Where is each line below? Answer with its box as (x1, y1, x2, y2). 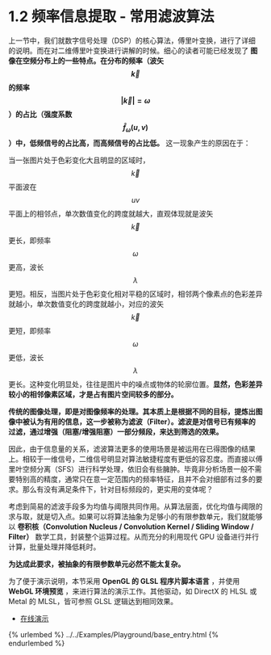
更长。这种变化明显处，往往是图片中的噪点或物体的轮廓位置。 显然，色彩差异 (8, 379, 263, 388)
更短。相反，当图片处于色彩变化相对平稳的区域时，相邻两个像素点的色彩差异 (8, 288, 263, 299)
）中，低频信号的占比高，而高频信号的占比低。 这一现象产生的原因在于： (8, 138, 251, 148)
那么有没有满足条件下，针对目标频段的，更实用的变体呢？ (22, 484, 214, 493)
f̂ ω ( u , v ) (122, 122, 149, 134)
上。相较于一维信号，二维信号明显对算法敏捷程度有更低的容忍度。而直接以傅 (8, 454, 263, 464)
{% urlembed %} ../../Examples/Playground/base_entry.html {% (8, 629, 219, 639)
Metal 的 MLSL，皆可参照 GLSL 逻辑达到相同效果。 (8, 596, 178, 606)
